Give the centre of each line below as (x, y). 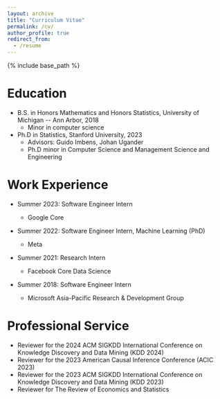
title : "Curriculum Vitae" (46, 20)
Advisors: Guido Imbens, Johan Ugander (85, 142)
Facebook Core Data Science (69, 271)
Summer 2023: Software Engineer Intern (75, 204)
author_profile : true (38, 33)
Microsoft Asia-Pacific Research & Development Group (106, 298)
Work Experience (58, 185)
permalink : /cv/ (30, 26)
